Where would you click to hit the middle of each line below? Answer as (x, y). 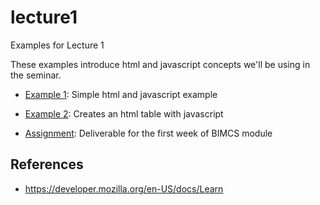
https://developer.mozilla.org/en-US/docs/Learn (124, 188)
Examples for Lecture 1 (57, 45)
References (47, 164)
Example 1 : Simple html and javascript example (121, 94)
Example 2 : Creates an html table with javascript (124, 113)
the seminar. (36, 75)
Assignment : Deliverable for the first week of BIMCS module (148, 133)
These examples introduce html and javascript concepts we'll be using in (160, 64)
